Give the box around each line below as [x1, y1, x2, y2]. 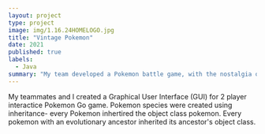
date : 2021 [8, 41, 44, 49]
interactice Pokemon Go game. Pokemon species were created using [8, 100, 233, 110]
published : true [8, 48, 62, 56]
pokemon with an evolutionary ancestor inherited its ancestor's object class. [8, 117, 256, 126]
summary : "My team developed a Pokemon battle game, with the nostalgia [8, 70, 252, 78]
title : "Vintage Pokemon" [8, 33, 93, 42]
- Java [15, 63, 37, 71]
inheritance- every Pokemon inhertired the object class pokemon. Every [8, 108, 242, 118]
